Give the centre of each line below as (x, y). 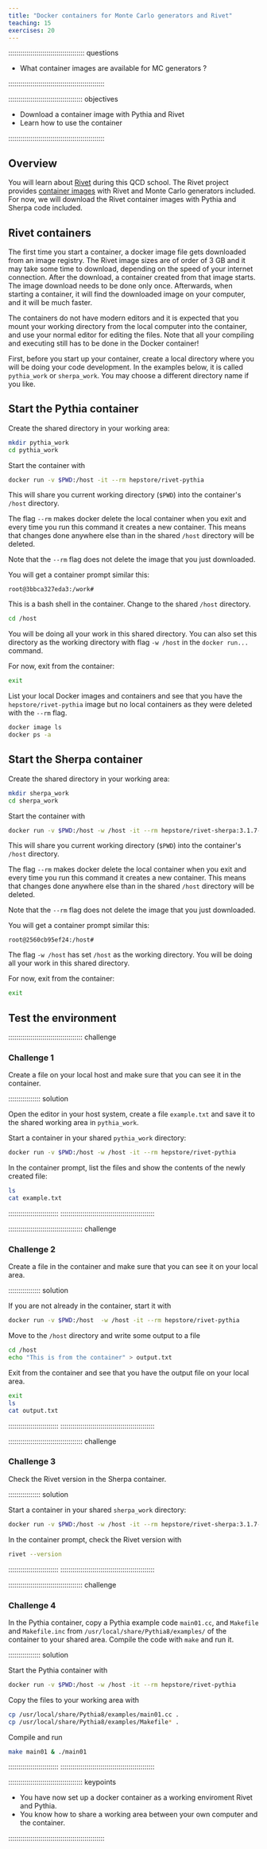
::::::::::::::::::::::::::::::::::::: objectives (63, 99)
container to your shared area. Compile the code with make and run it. (121, 1639)
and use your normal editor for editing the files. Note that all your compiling (131, 335)
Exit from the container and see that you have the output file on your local (129, 1372)
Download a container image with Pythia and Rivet (102, 114)
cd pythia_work (33, 450)
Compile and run (35, 1737)
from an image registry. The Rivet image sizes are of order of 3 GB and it (127, 260)
